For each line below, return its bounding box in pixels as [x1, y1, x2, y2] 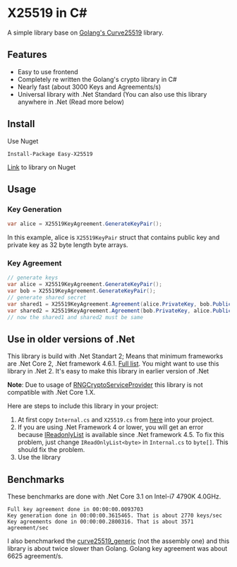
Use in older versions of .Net [7, 333, 135, 345]
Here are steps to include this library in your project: [7, 402, 159, 410]
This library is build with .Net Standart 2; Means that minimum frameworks [7, 352, 224, 361]
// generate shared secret [7, 294, 87, 302]
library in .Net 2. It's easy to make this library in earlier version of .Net [7, 367, 209, 376]
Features [7, 49, 47, 61]
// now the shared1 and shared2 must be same [7, 314, 143, 321]
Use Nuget [7, 136, 39, 145]
